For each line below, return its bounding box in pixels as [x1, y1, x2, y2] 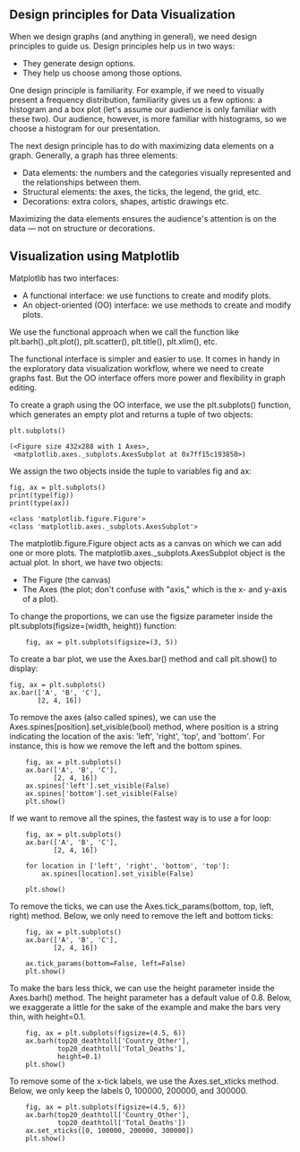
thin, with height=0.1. [9, 1011, 86, 1022]
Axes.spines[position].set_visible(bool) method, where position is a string [9, 721, 279, 732]
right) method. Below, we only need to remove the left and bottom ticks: [9, 910, 274, 921]
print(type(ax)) [9, 498, 70, 508]
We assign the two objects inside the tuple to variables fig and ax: [9, 466, 253, 476]
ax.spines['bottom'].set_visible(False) [25, 789, 178, 798]
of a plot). [21, 593, 59, 604]
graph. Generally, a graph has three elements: [9, 150, 178, 161]
